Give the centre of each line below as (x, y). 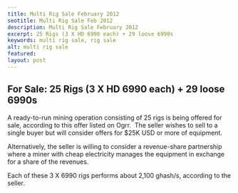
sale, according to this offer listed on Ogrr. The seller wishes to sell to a (113, 125)
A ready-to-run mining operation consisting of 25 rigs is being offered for (115, 118)
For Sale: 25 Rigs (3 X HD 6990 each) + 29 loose (116, 89)
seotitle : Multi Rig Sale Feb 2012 (60, 21)
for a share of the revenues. (48, 162)
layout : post (27, 61)
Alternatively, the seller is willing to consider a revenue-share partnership (115, 146)
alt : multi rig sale (38, 47)
